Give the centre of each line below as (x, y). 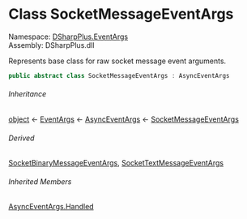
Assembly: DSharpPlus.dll (51, 45)
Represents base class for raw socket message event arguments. (117, 61)
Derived (21, 138)
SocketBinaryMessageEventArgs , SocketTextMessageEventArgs (116, 163)
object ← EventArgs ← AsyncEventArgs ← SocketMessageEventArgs (123, 119)
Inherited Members (40, 181)
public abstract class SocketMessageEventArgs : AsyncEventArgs (119, 75)
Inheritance (28, 94)
